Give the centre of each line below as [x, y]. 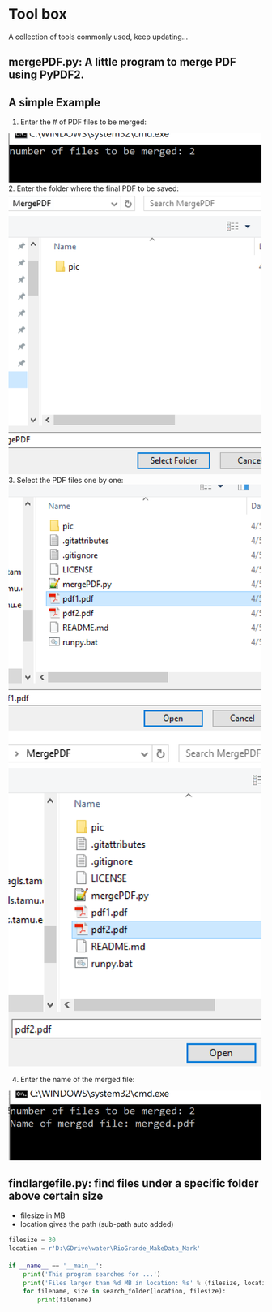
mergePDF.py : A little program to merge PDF [122, 62]
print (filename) [65, 1300]
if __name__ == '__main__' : [56, 1266]
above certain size [56, 1195]
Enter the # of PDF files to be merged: [83, 122]
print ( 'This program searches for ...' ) [92, 1274]
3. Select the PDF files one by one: [66, 481]
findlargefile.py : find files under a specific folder [134, 1183]
